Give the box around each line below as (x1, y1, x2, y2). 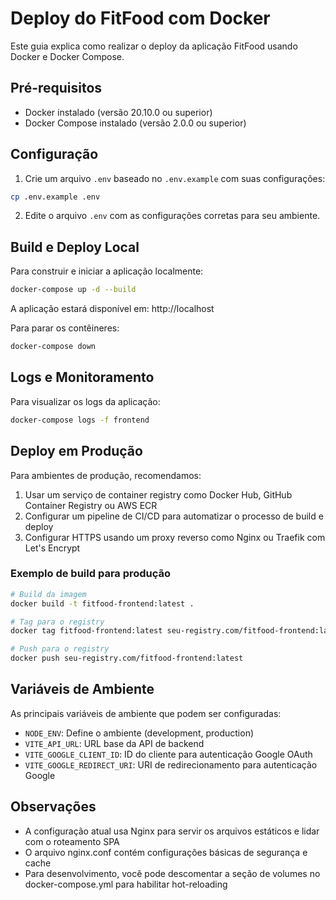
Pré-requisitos (10, 80, 103, 97)
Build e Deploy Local (10, 238, 140, 256)
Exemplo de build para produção (10, 567, 172, 581)
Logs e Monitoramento (10, 369, 155, 386)
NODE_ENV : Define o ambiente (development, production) (24, 727, 255, 739)
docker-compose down (10, 342, 97, 352)
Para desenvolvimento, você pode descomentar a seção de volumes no (24, 867, 321, 879)
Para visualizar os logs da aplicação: (10, 395, 161, 407)
